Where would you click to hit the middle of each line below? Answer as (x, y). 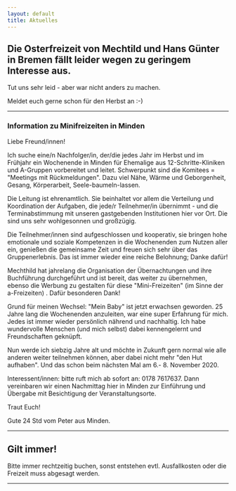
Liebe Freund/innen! (36, 141)
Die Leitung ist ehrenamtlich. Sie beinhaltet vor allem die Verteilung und (111, 198)
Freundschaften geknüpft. (45, 336)
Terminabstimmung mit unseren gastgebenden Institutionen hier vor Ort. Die (118, 213)
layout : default (31, 14)
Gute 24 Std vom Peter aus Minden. (59, 420)
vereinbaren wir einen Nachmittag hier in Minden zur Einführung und (106, 386)
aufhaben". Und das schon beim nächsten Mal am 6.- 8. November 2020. (113, 365)
